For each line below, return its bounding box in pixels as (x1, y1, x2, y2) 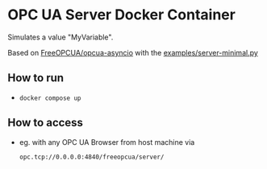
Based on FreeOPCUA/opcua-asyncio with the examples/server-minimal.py (7, 47, 259, 57)
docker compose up (19, 94, 81, 102)
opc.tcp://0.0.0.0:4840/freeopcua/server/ (19, 153, 165, 161)
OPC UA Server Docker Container (7, 6, 236, 24)
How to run (7, 71, 65, 85)
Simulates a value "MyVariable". (7, 32, 114, 42)
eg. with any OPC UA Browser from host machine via (19, 137, 195, 146)
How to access (7, 116, 84, 130)
